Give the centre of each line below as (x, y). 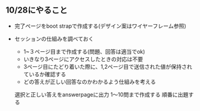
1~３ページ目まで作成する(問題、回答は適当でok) (84, 51)
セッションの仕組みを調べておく (54, 39)
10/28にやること (37, 10)
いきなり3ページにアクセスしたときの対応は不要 (83, 59)
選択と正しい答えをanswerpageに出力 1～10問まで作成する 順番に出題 (101, 94)
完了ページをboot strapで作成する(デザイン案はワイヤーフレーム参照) (100, 26)
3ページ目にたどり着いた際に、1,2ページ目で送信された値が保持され (108, 66)
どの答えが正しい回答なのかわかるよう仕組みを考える (90, 81)
